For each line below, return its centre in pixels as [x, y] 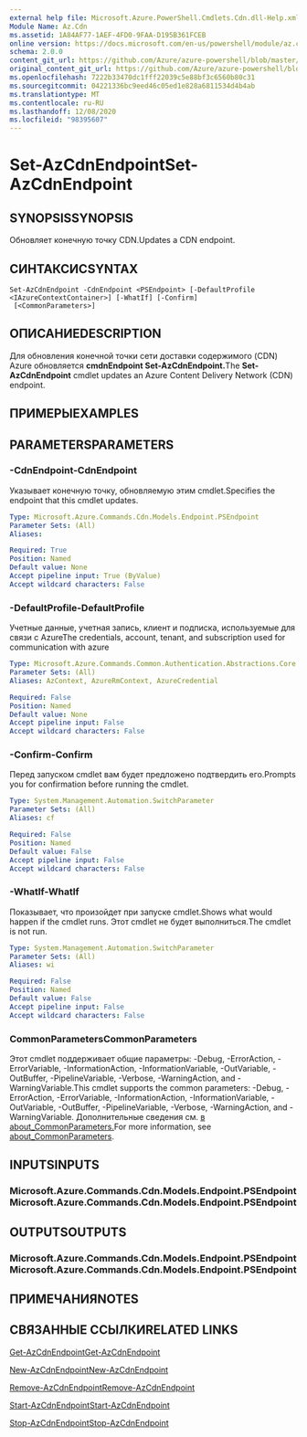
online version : [40, 43]
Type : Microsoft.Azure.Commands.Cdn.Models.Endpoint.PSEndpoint [134, 517]
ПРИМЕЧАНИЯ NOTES [74, 1300]
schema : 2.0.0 [37, 52]
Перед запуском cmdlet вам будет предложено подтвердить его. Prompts [153, 775]
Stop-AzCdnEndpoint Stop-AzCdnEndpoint [89, 1422]
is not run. [28, 931]
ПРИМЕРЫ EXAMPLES [74, 413]
